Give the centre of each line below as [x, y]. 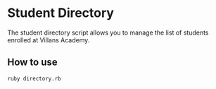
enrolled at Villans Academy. [49, 40]
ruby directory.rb [34, 78]
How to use [32, 63]
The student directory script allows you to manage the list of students [108, 32]
